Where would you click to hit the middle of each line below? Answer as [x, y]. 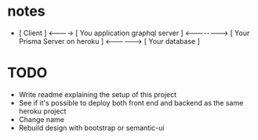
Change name [41, 119]
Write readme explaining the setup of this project [98, 94]
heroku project [42, 111]
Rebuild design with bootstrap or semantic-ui [91, 127]
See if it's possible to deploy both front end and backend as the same [131, 102]
